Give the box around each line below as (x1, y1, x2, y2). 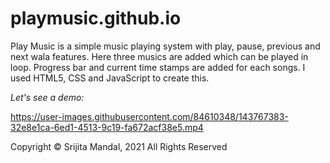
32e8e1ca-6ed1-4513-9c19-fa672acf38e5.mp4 (10, 121, 204, 133)
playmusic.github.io (10, 7, 182, 30)
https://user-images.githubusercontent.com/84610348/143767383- (10, 110, 289, 122)
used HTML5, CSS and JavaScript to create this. (10, 72, 210, 84)
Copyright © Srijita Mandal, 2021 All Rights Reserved (10, 140, 228, 152)
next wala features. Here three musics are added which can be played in (10, 50, 309, 62)
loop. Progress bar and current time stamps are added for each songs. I (10, 61, 306, 73)
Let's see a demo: (10, 91, 85, 103)
